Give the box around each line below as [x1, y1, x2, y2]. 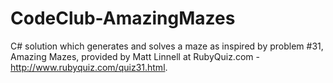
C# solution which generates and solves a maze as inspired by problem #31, [10, 40, 324, 52]
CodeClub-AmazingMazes [10, 7, 236, 30]
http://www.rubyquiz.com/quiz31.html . [10, 61, 168, 73]
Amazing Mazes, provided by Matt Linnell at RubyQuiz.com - [10, 50, 260, 62]
